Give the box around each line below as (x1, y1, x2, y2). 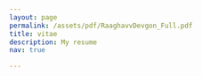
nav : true (9, 46, 46, 55)
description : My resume (9, 37, 98, 47)
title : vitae (9, 29, 58, 38)
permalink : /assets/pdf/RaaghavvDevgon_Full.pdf (9, 21, 193, 30)
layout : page (9, 12, 58, 22)
